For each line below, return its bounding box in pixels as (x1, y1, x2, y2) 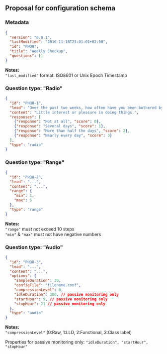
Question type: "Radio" (5, 85, 63, 92)
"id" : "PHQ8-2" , (9, 174, 43, 180)
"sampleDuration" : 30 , (14, 278, 61, 283)
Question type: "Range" (5, 159, 65, 166)
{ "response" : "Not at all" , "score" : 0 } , (14, 119, 101, 124)
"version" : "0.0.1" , (9, 35, 52, 40)
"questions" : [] (9, 53, 43, 59)
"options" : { (9, 273, 37, 278)
